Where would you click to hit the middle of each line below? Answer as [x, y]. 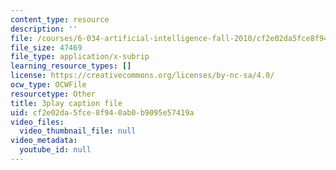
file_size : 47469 [46, 47]
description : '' [44, 29]
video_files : [37, 122]
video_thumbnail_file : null [78, 131]
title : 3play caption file [66, 103]
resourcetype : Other [53, 94]
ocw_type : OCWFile [48, 85]
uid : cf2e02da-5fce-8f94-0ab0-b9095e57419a [102, 112]
